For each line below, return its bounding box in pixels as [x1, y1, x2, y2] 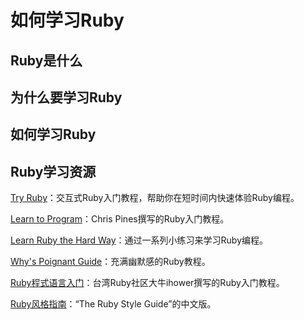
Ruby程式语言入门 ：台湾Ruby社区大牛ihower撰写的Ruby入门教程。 [10, 277, 285, 289]
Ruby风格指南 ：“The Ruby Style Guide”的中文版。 [10, 298, 217, 310]
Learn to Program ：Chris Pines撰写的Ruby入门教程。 [10, 213, 230, 225]
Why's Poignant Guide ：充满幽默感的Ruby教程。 [10, 256, 211, 268]
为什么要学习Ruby [10, 89, 123, 106]
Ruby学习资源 [10, 163, 97, 180]
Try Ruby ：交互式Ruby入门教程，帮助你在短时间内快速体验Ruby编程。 [10, 192, 300, 204]
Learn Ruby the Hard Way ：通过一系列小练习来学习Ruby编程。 [10, 234, 269, 246]
